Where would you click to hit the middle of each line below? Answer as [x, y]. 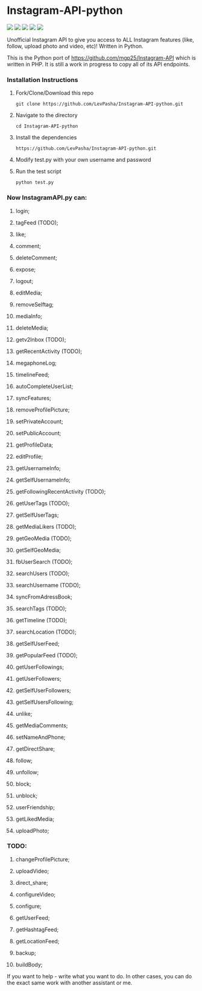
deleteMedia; [32, 328]
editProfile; [29, 456]
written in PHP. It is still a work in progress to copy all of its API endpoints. [99, 64]
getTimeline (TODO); [41, 620]
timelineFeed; [33, 374]
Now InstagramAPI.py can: [47, 198]
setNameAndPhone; [40, 737]
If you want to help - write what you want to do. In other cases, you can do [99, 976]
